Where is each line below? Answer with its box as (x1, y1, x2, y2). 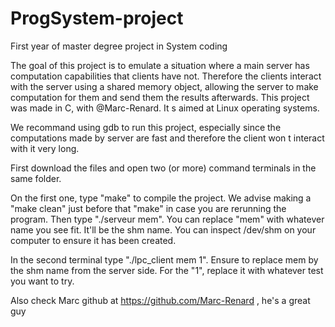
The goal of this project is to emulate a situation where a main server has (10, 59, 310, 71)
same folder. (10, 172, 62, 184)
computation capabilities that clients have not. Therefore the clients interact (10, 70, 322, 82)
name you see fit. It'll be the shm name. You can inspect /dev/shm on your (10, 223, 317, 236)
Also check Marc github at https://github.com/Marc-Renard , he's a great (10, 294, 311, 306)
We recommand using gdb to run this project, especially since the (10, 121, 282, 133)
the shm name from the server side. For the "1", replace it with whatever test (10, 264, 324, 276)
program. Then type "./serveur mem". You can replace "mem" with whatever (10, 213, 325, 225)
